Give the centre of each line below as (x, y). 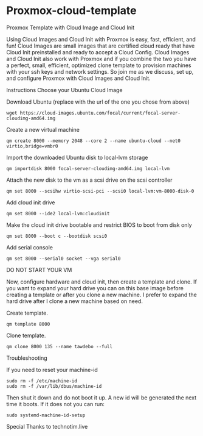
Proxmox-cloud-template (71, 11)
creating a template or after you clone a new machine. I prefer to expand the (102, 295)
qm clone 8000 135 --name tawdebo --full (60, 346)
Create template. (27, 313)
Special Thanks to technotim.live (47, 426)
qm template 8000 (28, 324)
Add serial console (30, 247)
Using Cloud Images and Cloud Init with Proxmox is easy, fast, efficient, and (101, 39)
